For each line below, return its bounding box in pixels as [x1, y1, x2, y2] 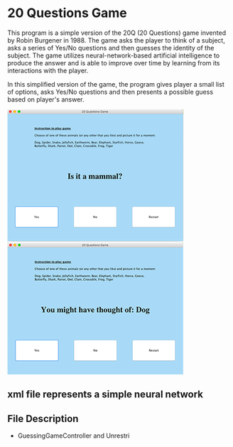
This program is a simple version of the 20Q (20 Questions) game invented [7, 28, 226, 37]
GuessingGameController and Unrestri [17, 431, 130, 440]
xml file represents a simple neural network [7, 389, 204, 401]
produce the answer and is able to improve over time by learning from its [7, 58, 220, 67]
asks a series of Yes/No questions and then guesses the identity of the [7, 43, 215, 52]
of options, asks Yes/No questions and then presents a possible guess [7, 87, 214, 96]
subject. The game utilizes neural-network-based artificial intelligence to [7, 51, 220, 60]
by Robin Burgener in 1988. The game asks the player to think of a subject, [7, 36, 225, 44]
